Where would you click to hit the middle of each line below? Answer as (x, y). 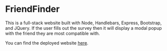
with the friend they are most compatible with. (52, 33)
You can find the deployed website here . (47, 43)
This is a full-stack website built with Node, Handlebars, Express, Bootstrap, (83, 23)
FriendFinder (32, 9)
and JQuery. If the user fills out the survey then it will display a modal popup (83, 28)
